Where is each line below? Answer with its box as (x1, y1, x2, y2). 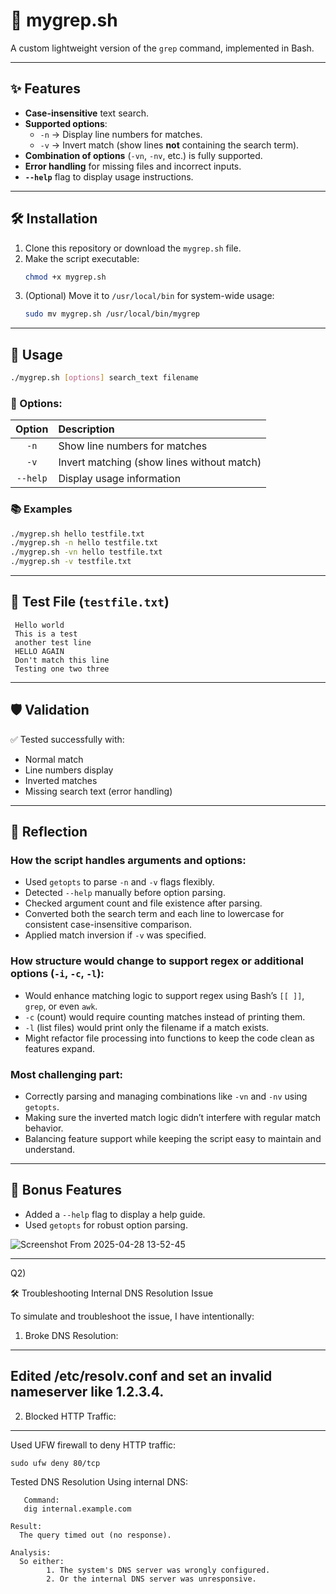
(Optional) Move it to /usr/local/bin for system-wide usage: (24, 290, 275, 302)
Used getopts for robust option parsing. (24, 1219, 188, 1231)
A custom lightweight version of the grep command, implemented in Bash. (10, 42, 315, 54)
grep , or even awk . (24, 1000, 98, 1012)
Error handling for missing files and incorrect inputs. (24, 160, 242, 172)
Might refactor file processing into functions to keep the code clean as (24, 1032, 315, 1044)
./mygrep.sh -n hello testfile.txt (10, 538, 159, 548)
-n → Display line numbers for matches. (39, 128, 203, 140)
